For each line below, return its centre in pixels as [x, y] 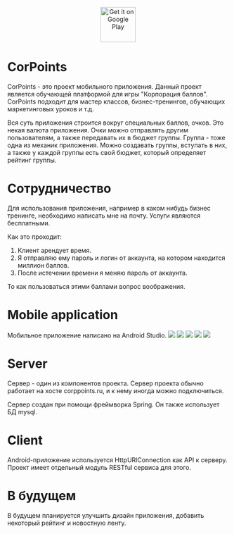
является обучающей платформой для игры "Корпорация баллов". [108, 94]
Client [25, 440]
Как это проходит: [34, 237]
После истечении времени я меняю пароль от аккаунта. [102, 273]
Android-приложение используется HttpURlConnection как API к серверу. [117, 460]
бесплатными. [29, 223]
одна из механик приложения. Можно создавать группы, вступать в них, [117, 145]
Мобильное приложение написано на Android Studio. [87, 335]
